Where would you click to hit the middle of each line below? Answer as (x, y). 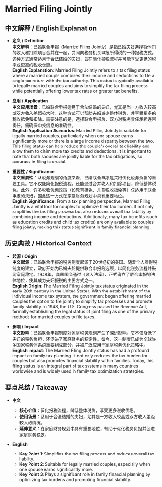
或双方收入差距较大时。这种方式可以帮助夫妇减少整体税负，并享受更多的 (84, 113)
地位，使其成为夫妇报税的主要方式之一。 (57, 280)
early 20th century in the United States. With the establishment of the (81, 291)
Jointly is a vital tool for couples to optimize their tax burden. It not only (83, 206)
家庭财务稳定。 (34, 435)
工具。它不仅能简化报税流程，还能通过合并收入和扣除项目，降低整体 (84, 184)
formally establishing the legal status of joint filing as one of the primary (83, 311)
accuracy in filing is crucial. (39, 162)
